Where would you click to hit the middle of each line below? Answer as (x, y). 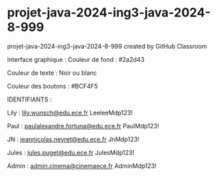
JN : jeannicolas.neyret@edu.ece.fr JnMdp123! (73, 139)
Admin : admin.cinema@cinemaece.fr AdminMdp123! (82, 165)
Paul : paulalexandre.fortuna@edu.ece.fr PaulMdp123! (83, 126)
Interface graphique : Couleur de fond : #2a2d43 (76, 59)
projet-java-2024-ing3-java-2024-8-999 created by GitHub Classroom (107, 46)
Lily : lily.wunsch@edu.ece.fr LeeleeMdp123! (70, 113)
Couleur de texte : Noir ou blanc (52, 73)
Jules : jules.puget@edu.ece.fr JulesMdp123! (71, 152)
